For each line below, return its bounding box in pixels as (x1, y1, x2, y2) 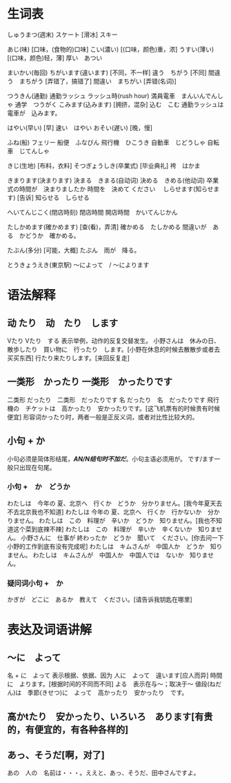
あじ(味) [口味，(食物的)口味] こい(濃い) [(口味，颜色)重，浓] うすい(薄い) (7, 45, 214, 53)
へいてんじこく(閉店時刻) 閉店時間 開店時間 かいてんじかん (7, 208, 178, 216)
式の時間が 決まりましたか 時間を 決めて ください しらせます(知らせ (7, 184, 214, 193)
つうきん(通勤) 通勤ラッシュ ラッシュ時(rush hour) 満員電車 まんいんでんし (7, 91, 223, 100)
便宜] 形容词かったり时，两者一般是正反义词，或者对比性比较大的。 (7, 413, 199, 421)
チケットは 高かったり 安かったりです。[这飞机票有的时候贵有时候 (25, 404, 221, 413)
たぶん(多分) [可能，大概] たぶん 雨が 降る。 (7, 246, 141, 254)
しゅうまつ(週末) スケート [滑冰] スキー (7, 30, 119, 39)
